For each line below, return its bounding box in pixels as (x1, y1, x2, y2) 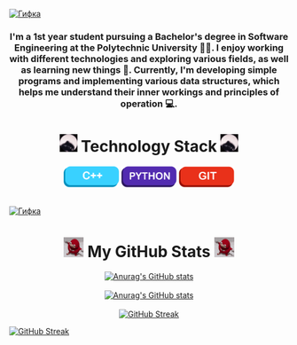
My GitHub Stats (87, 241, 211, 262)
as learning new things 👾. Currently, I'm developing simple (20, 63, 277, 75)
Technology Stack (81, 137, 217, 157)
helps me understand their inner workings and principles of (18, 85, 280, 98)
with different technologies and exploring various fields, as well (9, 52, 289, 65)
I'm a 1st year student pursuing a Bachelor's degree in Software (9, 30, 289, 43)
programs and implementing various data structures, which (18, 74, 280, 87)
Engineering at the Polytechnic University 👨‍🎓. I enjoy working (14, 41, 284, 53)
